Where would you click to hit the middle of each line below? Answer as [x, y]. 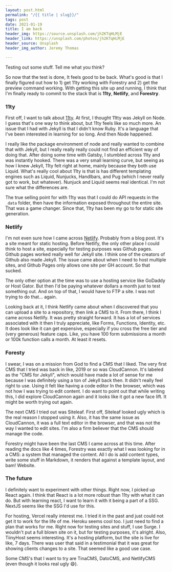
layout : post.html [25, 10]
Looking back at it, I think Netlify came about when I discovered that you [82, 307]
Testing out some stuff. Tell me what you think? [55, 67]
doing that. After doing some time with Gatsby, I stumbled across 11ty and [83, 155]
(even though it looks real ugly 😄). [42, 564]
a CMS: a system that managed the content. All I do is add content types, [82, 454]
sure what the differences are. [37, 187]
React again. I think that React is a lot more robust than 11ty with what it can [85, 495]
